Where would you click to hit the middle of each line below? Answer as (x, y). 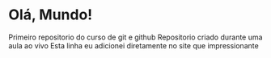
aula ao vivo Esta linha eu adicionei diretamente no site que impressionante (133, 45)
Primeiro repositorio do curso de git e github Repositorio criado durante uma (135, 37)
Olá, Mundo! (51, 15)
